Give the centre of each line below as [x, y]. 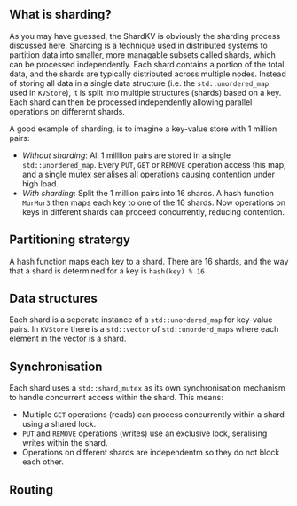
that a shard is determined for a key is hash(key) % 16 [107, 271]
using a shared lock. [59, 424]
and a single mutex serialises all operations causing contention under [148, 174]
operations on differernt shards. [67, 111]
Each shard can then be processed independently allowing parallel [131, 102]
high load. [40, 183]
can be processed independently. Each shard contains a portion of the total [147, 64]
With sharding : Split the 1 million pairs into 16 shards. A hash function [148, 193]
